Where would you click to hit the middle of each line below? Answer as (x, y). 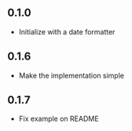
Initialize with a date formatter (67, 31)
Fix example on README (59, 119)
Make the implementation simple (71, 75)
